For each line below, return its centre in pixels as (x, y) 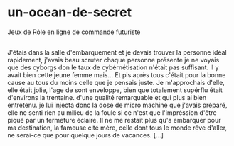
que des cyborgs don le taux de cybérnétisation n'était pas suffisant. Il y (113, 67)
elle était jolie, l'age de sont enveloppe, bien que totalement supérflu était (115, 90)
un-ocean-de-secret (70, 12)
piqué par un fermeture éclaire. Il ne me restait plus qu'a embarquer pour (115, 120)
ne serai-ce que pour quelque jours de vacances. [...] (85, 135)
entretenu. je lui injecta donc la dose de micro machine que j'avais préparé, (117, 105)
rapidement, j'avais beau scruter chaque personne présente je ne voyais (113, 60)
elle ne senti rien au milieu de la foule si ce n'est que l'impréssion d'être (112, 113)
